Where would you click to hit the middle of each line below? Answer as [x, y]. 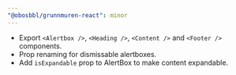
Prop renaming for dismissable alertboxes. [88, 54]
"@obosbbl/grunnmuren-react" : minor [67, 15]
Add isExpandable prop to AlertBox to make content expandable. [124, 62]
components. [40, 46]
